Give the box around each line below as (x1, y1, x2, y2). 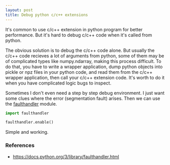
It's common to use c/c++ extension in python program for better (5, 26, 143, 32)
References (5, 142, 35, 149)
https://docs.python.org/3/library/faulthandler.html (12, 153, 119, 159)
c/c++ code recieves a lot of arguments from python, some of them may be (5, 52, 165, 59)
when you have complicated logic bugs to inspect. (5, 80, 112, 86)
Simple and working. (5, 129, 49, 135)
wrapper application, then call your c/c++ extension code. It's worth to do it (5, 74, 165, 80)
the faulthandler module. (5, 100, 57, 107)
